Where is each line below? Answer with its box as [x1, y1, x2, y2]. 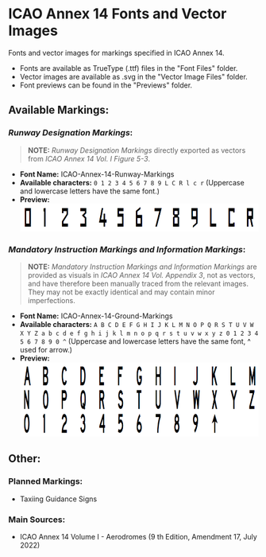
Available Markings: [8, 103, 110, 117]
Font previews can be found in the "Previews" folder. [19, 80, 193, 90]
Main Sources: [8, 514, 66, 525]
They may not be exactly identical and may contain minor [27, 287, 216, 297]
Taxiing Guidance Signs [19, 494, 98, 504]
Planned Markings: [8, 476, 83, 487]
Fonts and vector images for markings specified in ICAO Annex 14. [8, 48, 225, 57]
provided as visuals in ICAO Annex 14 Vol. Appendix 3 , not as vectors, [27, 270, 256, 279]
